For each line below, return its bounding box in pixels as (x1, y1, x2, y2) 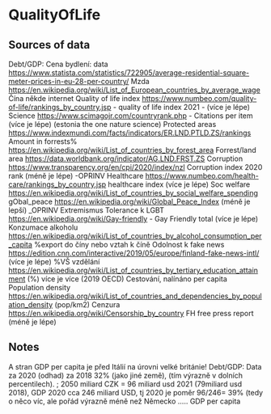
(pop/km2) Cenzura (54, 300, 121, 309)
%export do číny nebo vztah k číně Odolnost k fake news (33, 240, 225, 249)
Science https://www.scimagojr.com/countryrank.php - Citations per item (8, 111, 253, 120)
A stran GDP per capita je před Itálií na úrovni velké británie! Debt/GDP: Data (8, 361, 262, 371)
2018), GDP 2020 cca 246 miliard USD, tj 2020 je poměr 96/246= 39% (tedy (8, 387, 264, 397)
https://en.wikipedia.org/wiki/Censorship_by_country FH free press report (8, 309, 254, 318)
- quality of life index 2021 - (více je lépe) (112, 103, 251, 112)
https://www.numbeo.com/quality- (141, 94, 257, 103)
